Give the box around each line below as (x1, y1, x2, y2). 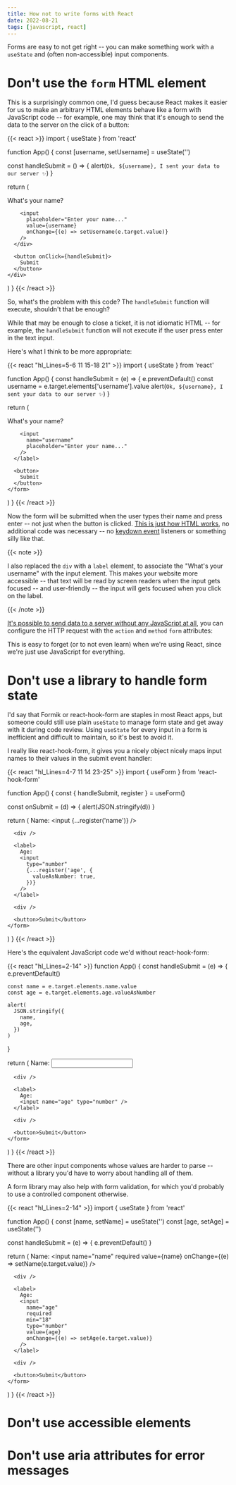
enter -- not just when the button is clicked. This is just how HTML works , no (7, 519, 230, 528)
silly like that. (7, 535, 46, 543)
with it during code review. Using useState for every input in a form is (7, 726, 208, 734)
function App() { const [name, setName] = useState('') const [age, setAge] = (7, 1217, 230, 1226)
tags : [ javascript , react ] (7, 23, 87, 30)
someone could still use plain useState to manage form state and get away (7, 718, 223, 726)
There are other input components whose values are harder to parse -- (7, 1162, 213, 1170)
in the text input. (7, 334, 55, 342)
